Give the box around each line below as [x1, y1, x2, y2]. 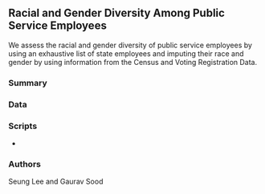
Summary [8, 77, 48, 88]
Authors [8, 158, 42, 169]
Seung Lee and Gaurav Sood [8, 176, 104, 187]
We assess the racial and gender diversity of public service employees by [8, 40, 253, 50]
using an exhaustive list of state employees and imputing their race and [8, 48, 244, 59]
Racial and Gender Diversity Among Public [8, 6, 225, 20]
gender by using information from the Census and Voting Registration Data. [8, 57, 258, 67]
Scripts [8, 120, 38, 131]
